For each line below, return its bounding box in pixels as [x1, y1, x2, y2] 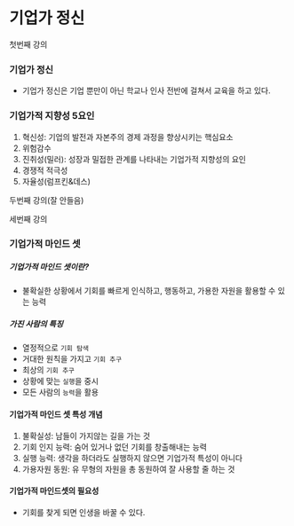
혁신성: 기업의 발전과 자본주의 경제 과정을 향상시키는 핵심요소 [21, 131, 234, 142]
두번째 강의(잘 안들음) [9, 194, 84, 205]
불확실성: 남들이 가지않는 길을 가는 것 [21, 430, 151, 441]
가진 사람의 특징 [9, 318, 64, 329]
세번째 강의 [9, 214, 48, 224]
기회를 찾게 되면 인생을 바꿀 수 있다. [21, 506, 146, 517]
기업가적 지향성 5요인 [9, 110, 95, 122]
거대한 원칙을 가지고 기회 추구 [21, 354, 123, 365]
